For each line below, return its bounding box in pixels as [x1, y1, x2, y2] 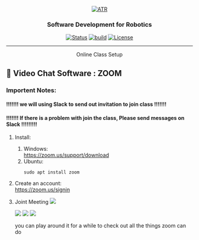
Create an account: [14, 180, 62, 187]
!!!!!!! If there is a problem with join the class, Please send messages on [6, 114, 185, 121]
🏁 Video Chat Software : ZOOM [6, 68, 123, 78]
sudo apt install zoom [23, 169, 80, 175]
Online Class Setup [76, 51, 123, 58]
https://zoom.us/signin [14, 186, 70, 193]
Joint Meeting [14, 198, 49, 206]
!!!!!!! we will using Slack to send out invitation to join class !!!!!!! [6, 101, 167, 108]
